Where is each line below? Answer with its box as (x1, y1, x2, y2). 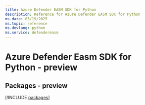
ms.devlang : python (5, 26, 46, 31)
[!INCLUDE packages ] (5, 95, 50, 100)
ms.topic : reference (5, 21, 48, 26)
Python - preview (5, 62, 78, 73)
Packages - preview (5, 81, 68, 90)
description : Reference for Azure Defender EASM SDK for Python (5, 12, 141, 17)
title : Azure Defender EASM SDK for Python (5, 7, 97, 12)
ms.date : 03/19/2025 (5, 16, 48, 21)
